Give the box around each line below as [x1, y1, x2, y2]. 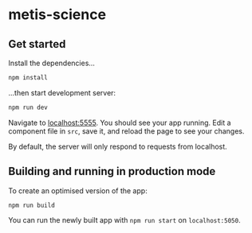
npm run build [8, 201, 56, 209]
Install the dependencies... [8, 58, 96, 68]
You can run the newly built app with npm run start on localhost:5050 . [8, 216, 241, 225]
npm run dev [8, 103, 48, 111]
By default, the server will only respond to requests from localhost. [8, 142, 227, 151]
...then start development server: [8, 87, 116, 97]
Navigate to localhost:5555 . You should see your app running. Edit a [8, 118, 231, 127]
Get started [8, 37, 66, 51]
